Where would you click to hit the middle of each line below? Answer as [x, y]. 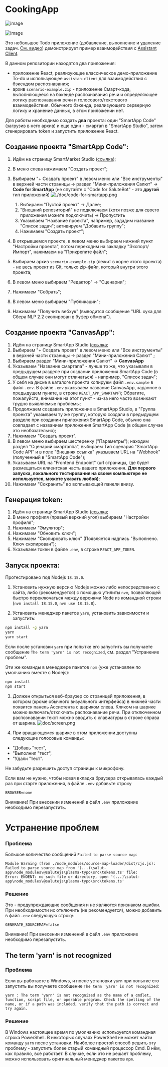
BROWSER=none [19, 793]
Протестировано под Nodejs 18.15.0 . [45, 577]
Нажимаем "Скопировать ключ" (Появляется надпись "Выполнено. [85, 539]
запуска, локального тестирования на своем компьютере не [80, 473]
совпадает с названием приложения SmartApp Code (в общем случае [88, 425]
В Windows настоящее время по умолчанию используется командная [80, 1032]
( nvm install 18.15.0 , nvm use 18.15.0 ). [54, 603]
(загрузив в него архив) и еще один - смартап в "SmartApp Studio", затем [84, 126]
